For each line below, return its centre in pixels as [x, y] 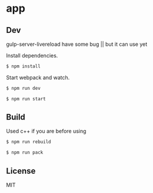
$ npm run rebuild [29, 142]
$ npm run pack [25, 153]
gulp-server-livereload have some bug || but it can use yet [77, 44]
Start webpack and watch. [38, 77]
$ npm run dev [24, 88]
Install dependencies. [32, 55]
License [21, 171]
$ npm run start [26, 99]
